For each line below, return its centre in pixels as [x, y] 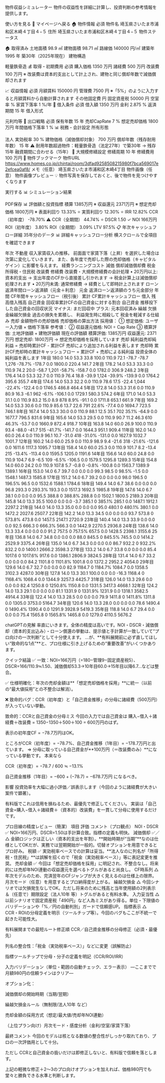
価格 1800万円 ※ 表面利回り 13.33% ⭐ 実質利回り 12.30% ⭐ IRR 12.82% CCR [82, 212]
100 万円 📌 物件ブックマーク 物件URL [42, 158]
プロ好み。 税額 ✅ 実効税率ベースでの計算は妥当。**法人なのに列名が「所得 [82, 851]
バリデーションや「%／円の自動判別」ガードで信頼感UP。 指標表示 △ [76, 907]
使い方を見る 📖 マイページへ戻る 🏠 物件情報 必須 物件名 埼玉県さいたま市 [80, 24]
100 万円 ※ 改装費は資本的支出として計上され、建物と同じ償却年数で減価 [79, 74]
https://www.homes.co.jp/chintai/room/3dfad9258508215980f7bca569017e [82, 163]
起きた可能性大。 [22, 919]
